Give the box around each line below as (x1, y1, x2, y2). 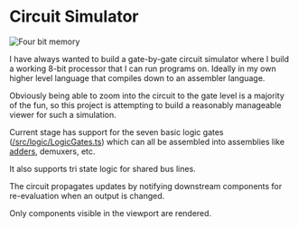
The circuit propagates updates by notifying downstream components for (9, 180, 283, 191)
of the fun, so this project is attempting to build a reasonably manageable (9, 99, 282, 110)
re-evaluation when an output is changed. (9, 190, 165, 201)
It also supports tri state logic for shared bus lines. (9, 163, 196, 174)
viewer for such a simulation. (9, 109, 117, 120)
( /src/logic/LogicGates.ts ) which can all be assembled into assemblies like (9, 136, 285, 147)
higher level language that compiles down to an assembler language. (9, 72, 265, 83)
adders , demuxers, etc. (9, 146, 96, 157)
